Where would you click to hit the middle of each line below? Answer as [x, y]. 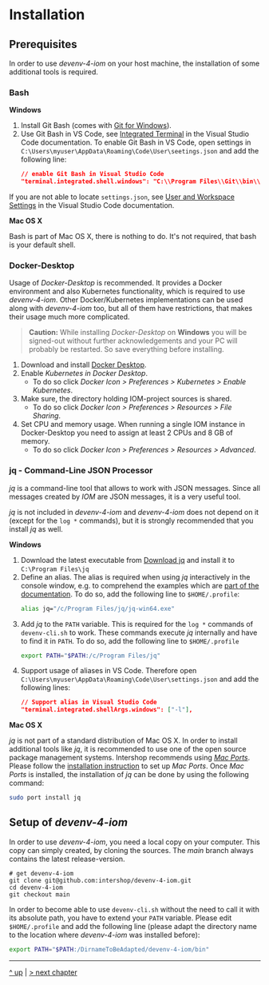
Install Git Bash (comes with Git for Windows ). [96, 126]
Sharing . [47, 416]
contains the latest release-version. [67, 859]
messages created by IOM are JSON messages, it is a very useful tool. [125, 496]
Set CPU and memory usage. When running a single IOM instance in [133, 425]
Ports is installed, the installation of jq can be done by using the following [129, 775]
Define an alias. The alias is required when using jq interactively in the [135, 576]
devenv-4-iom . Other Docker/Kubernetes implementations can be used [126, 300]
